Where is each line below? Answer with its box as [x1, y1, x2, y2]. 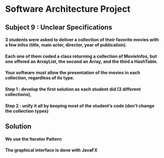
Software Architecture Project [5, 3, 131, 15]
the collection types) [5, 108, 49, 114]
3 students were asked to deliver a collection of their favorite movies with [5, 37, 159, 43]
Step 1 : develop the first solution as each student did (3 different [5, 86, 141, 92]
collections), [5, 91, 32, 97]
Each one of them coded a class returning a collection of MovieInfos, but [5, 53, 157, 59]
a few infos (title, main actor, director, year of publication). [5, 42, 127, 48]
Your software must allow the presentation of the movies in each [5, 70, 140, 76]
